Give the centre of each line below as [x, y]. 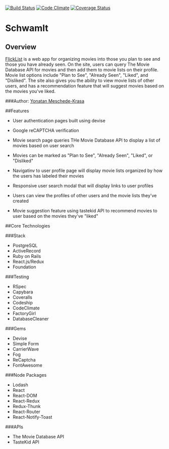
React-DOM [25, 395]
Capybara [23, 292]
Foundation [24, 267]
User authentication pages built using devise [59, 121]
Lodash [20, 385]
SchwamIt [27, 28]
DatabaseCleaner [31, 319]
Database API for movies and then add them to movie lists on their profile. [82, 70]
